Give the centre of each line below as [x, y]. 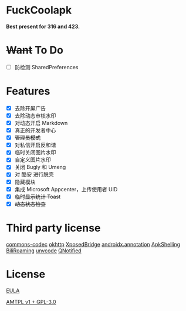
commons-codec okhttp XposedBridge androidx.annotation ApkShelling [93, 244]
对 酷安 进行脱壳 [34, 174]
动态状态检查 [30, 204]
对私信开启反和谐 [35, 145]
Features [28, 91]
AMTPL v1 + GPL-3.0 [31, 302]
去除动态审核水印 [35, 116]
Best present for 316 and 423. [43, 26]
